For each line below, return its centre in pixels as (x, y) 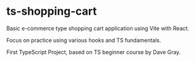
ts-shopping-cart (52, 11)
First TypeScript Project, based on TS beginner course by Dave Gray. (94, 52)
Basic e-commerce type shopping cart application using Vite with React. (98, 28)
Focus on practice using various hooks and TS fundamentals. (84, 40)
